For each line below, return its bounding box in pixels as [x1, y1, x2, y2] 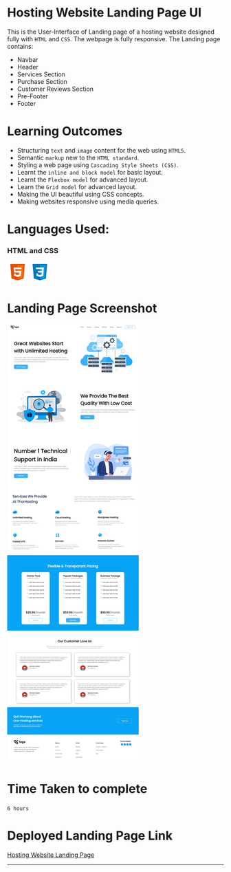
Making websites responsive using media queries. [16, 197, 159, 206]
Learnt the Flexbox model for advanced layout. [16, 175, 148, 184]
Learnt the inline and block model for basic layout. [16, 168, 164, 176]
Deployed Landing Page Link [7, 828, 173, 844]
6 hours [7, 805, 30, 812]
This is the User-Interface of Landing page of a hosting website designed [7, 28, 214, 36]
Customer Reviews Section [16, 85, 94, 93]
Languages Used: [7, 221, 110, 237]
